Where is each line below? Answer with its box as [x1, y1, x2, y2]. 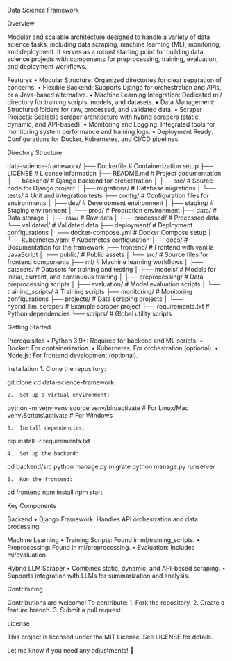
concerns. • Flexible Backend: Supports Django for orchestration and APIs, [7, 83, 222, 91]
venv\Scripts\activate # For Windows [7, 411, 113, 419]
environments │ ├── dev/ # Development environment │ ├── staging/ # [7, 199, 215, 207]
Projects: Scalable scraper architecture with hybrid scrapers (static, [7, 113, 201, 121]
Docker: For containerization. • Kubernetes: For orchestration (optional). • [7, 344, 219, 352]
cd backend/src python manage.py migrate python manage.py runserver [7, 462, 215, 471]
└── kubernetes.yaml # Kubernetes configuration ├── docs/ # [7, 236, 188, 244]
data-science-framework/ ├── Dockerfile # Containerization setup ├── [7, 162, 214, 170]
